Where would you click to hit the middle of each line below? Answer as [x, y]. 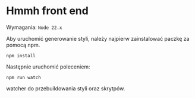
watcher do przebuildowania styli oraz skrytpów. [66, 88]
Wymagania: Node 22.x [34, 27]
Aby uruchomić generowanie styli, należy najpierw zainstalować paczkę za [98, 38]
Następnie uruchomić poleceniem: [48, 67]
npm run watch [24, 77]
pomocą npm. [23, 45]
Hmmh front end [48, 11]
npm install [21, 55]
